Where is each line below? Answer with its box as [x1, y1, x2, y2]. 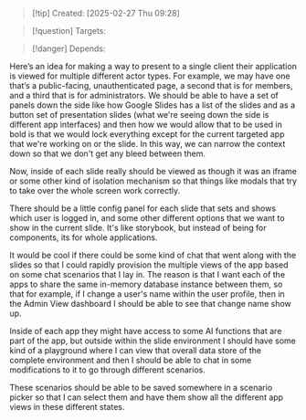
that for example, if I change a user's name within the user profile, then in [9, 289, 285, 299]
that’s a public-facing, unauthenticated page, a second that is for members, [9, 80, 294, 90]
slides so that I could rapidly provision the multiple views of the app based [9, 259, 289, 270]
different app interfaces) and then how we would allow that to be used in [9, 119, 283, 130]
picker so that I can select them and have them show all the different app [9, 392, 284, 403]
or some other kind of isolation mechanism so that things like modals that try [9, 175, 298, 186]
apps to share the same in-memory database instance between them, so [9, 278, 283, 289]
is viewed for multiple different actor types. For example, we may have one [9, 70, 290, 81]
